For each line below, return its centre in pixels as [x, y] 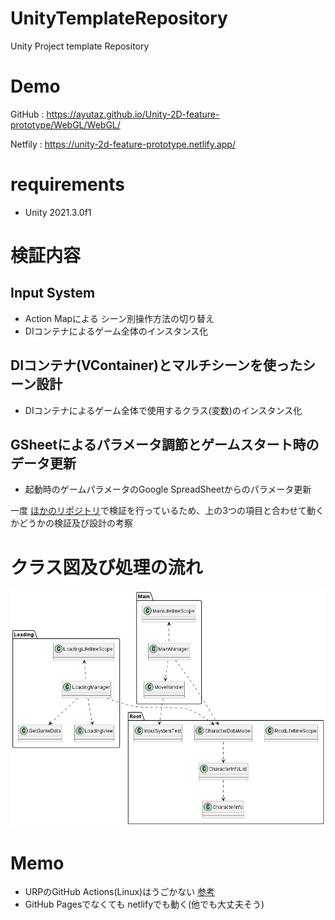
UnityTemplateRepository [119, 18]
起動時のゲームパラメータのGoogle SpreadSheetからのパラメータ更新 [168, 489]
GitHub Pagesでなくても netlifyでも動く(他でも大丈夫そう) [144, 904]
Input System [53, 293]
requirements [67, 184]
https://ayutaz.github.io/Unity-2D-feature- [133, 114]
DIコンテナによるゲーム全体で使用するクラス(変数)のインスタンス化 [163, 410]
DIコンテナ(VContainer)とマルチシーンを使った [156, 365]
